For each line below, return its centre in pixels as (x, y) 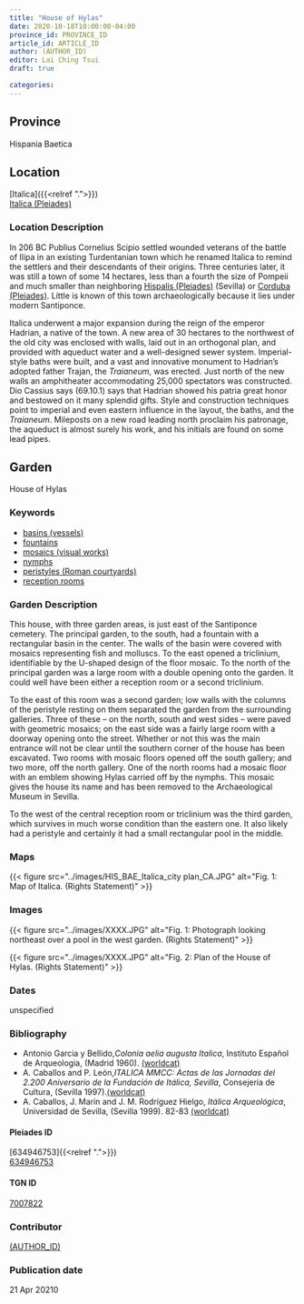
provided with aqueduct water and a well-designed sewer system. (133, 352)
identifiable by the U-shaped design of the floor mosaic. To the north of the (150, 663)
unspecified (32, 1009)
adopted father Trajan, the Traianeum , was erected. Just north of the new (147, 371)
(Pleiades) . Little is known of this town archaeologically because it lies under (152, 296)
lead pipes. (30, 438)
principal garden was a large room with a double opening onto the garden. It (152, 673)
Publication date (46, 1269)
